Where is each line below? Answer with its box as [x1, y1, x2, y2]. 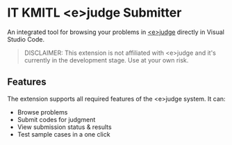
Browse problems [17, 108, 68, 116]
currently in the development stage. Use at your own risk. [24, 56, 189, 64]
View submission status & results [17, 123, 113, 131]
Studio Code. [7, 35, 45, 43]
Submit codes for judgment [17, 115, 96, 123]
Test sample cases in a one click [17, 130, 110, 138]
